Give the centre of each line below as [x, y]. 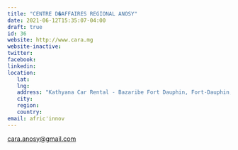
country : [29, 112]
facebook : [22, 60]
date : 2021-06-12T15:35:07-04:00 [57, 20]
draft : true [25, 27]
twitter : [20, 54]
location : [22, 73]
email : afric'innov [36, 118]
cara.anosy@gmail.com [42, 139]
